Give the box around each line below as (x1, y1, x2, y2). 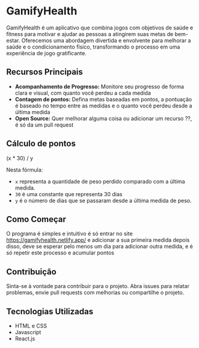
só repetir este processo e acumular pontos (6, 249, 114, 256)
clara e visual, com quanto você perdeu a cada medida (14, 89, 152, 97)
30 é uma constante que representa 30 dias (14, 190, 123, 197)
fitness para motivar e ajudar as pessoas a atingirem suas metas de (6, 30, 174, 37)
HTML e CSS (14, 322, 47, 329)
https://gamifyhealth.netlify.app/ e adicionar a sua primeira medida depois (6, 236, 190, 244)
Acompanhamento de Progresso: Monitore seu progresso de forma (14, 83, 185, 90)
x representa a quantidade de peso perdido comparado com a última (14, 178, 185, 185)
